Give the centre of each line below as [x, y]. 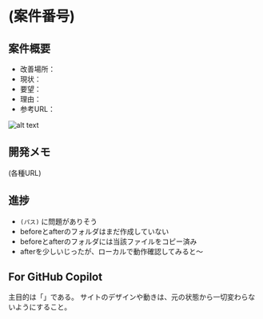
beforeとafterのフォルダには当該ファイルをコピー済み [108, 241]
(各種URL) [25, 173]
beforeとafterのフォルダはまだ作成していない [94, 231]
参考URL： [38, 109]
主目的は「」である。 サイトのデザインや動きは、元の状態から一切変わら [128, 297]
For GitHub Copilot [55, 277]
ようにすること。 [43, 307]
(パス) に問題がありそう [58, 221]
